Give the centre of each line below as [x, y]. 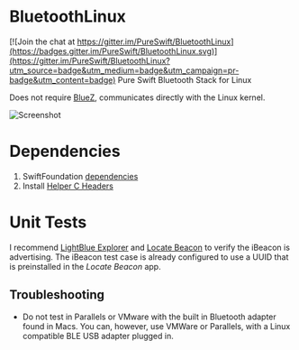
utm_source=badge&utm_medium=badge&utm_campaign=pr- [124, 70]
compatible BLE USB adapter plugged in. [98, 336]
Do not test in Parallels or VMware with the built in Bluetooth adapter [149, 317]
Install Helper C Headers [68, 186]
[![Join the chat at [42, 41]
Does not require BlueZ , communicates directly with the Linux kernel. [137, 97]
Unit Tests [48, 222]
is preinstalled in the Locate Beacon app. [85, 266]
